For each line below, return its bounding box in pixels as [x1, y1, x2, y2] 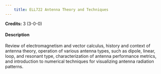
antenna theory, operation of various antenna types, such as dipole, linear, [5, 48, 156, 54]
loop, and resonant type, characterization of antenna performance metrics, [5, 53, 157, 59]
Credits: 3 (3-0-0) [5, 21, 43, 26]
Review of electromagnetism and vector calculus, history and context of [5, 43, 151, 49]
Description [5, 32, 30, 38]
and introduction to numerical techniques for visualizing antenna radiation [5, 58, 155, 64]
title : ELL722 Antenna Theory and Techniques [14, 7, 109, 12]
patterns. [5, 63, 24, 69]
